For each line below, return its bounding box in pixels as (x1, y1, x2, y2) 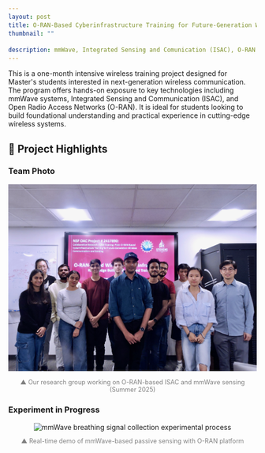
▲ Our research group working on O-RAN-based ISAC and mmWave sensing (20, 378, 245, 387)
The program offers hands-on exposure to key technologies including (8, 85, 234, 95)
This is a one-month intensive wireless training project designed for (8, 69, 227, 78)
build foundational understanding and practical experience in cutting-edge (8, 111, 250, 120)
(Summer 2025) (109, 386, 156, 394)
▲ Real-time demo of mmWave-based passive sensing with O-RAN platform (21, 437, 244, 446)
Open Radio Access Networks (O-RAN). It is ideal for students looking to (8, 103, 244, 112)
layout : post (8, 13, 51, 21)
